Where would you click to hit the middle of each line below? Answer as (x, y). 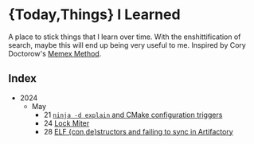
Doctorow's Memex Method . (55, 53)
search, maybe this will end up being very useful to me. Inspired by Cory (127, 45)
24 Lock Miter (66, 123)
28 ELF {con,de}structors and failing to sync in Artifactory (138, 131)
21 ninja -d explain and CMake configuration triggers (133, 115)
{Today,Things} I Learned (94, 15)
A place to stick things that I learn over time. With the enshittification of (125, 37)
